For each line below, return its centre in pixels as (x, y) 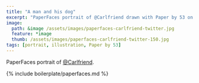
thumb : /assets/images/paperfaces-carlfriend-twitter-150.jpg (90, 39)
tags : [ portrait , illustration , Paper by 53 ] (63, 45)
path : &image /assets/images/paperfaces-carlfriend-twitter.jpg (93, 28)
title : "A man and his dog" (41, 12)
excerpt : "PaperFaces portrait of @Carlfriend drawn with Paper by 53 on (100, 17)
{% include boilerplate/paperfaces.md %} (57, 73)
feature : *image (32, 34)
